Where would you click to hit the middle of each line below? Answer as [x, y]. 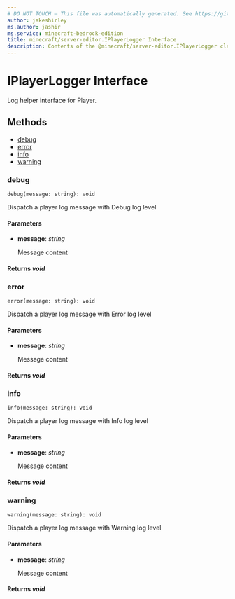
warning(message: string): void [54, 515]
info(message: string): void [50, 408]
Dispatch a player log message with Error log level [79, 314]
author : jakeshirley [37, 20]
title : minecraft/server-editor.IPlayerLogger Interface [92, 40]
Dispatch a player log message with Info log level [78, 421]
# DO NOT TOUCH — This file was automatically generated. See [100, 14]
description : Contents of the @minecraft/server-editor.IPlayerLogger [112, 46]
